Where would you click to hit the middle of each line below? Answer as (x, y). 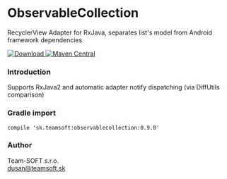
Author (20, 145)
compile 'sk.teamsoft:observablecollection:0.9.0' (83, 128)
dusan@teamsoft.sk (36, 168)
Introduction (29, 72)
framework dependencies (45, 39)
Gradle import (32, 113)
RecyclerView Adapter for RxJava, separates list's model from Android (110, 32)
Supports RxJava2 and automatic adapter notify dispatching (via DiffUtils (113, 87)
